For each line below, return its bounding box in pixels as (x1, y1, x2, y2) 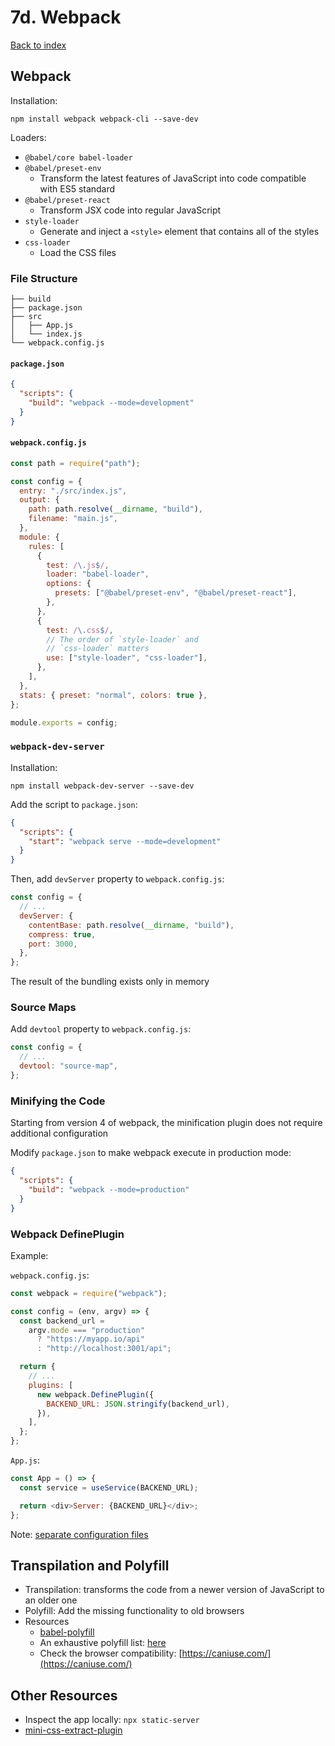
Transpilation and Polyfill (10, 1557, 170, 1574)
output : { (19, 495, 60, 505)
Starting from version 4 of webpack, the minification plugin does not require (10, 1117, 323, 1129)
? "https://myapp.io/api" (36, 1334, 145, 1345)
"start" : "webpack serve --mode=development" (28, 836, 222, 846)
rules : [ (28, 541, 65, 551)
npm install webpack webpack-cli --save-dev (10, 114, 199, 124)
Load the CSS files (39, 246, 117, 258)
